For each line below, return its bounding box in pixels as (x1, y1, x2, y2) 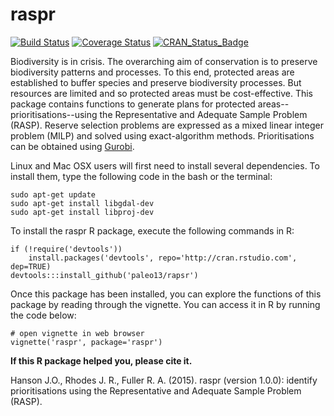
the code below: (10, 309, 77, 321)
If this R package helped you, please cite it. (10, 354, 193, 367)
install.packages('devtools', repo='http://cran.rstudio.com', (28, 253, 298, 263)
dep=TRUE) (10, 261, 52, 272)
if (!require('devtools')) (10, 244, 123, 254)
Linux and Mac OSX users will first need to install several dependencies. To (10, 159, 320, 172)
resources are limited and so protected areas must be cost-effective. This (10, 87, 313, 99)
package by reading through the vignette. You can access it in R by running (10, 298, 321, 310)
